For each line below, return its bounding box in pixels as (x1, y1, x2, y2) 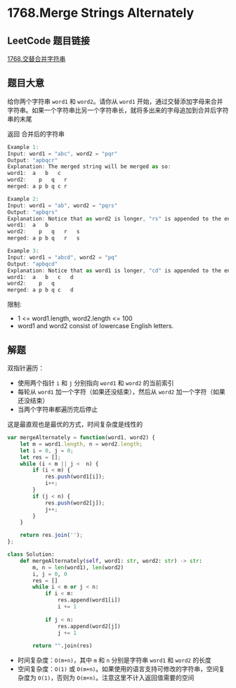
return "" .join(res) (32, 642, 93, 649)
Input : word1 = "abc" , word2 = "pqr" (7, 150, 118, 157)
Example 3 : (7, 247, 39, 254)
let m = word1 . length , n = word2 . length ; (20, 441, 143, 448)
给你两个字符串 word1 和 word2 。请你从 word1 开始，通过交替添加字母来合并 (7, 97, 223, 105)
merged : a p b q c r (7, 183, 68, 190)
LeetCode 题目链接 (7, 34, 90, 46)
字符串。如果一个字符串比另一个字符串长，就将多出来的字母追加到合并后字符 (7, 105, 229, 114)
